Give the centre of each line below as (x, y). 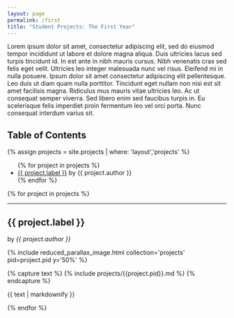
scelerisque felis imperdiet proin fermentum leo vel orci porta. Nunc (104, 106)
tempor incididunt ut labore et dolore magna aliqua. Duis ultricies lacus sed (115, 54)
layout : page (26, 14)
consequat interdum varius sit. (51, 113)
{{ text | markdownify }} (41, 294)
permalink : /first (34, 20)
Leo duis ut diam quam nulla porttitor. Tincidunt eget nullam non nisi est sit (114, 84)
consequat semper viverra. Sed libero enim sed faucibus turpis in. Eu (106, 98)
